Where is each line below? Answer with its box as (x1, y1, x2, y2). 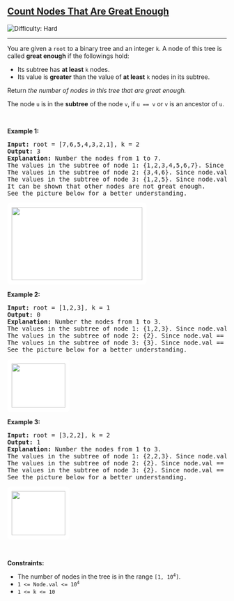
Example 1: (7, 126, 40, 135)
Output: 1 (7, 438, 40, 446)
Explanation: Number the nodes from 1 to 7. (7, 154, 162, 162)
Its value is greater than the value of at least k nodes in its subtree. (17, 73, 210, 81)
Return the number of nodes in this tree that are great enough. (7, 86, 187, 94)
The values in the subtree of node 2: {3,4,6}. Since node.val (7, 168, 228, 176)
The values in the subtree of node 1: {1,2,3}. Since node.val (7, 324, 228, 333)
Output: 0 (7, 310, 40, 319)
